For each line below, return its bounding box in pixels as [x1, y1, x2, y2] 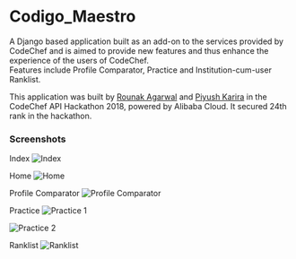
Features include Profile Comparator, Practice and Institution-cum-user [9, 65, 272, 75]
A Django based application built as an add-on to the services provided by [9, 36, 284, 47]
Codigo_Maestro [9, 6, 136, 27]
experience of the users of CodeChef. [9, 55, 150, 65]
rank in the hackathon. [9, 110, 92, 121]
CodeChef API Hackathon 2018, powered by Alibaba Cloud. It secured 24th [9, 100, 287, 111]
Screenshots [9, 133, 66, 145]
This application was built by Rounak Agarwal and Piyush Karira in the [9, 91, 267, 102]
